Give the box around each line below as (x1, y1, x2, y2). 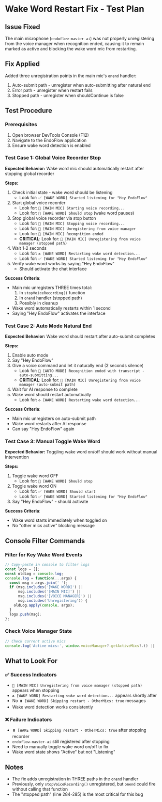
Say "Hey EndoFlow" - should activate (12, 498, 88, 505)
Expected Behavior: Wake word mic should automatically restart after (5, 165, 144, 171)
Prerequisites (5, 121, 37, 128)
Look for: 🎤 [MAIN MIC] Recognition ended (19, 230, 104, 236)
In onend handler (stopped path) (19, 295, 82, 301)
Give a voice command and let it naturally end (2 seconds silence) (12, 363, 144, 369)
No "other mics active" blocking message (12, 523, 95, 529)
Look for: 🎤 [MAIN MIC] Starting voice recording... (19, 205, 125, 210)
